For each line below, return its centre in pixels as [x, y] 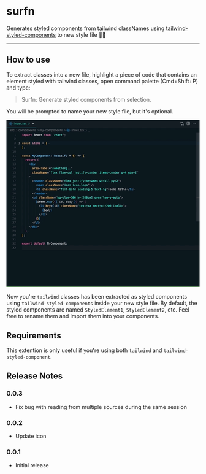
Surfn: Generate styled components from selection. [86, 99]
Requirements [34, 335]
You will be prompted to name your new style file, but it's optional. [90, 111]
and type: [18, 88]
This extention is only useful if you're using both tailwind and [84, 350]
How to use [28, 60]
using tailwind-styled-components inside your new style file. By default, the [102, 303]
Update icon [31, 436]
